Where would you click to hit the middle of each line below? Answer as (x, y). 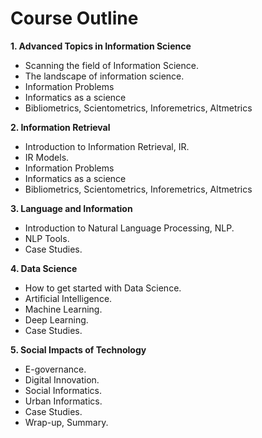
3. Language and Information (71, 208)
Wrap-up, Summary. (66, 422)
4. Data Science (44, 268)
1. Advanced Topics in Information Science (101, 46)
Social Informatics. (63, 390)
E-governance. (55, 369)
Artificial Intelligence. (68, 298)
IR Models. (47, 157)
